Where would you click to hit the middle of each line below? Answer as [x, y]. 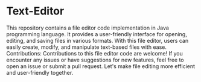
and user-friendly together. [40, 72]
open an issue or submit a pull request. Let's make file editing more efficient [101, 66]
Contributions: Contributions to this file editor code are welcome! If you [94, 53]
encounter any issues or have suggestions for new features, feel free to [95, 60]
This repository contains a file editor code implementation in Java [88, 28]
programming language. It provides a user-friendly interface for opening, [97, 34]
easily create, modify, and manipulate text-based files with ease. [87, 47]
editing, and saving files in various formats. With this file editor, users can [97, 40]
